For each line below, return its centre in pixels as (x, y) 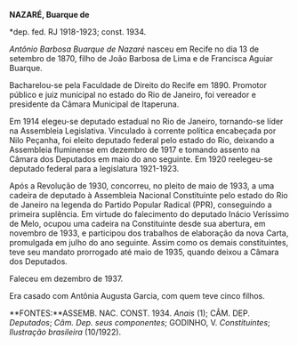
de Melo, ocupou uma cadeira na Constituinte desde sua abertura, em (137, 224)
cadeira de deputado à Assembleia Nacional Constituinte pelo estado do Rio (149, 195)
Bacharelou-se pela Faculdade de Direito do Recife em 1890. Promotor (138, 85)
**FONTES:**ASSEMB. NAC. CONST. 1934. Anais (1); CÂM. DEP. (130, 313)
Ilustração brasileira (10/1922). (65, 332)
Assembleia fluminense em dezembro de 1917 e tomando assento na (135, 149)
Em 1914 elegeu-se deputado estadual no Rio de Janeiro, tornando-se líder (146, 121)
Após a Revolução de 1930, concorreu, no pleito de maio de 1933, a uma (142, 186)
